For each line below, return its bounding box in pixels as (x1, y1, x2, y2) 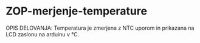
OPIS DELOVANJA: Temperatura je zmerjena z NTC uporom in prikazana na (5, 24, 195, 31)
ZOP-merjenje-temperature (5, 4, 147, 18)
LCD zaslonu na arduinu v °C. (5, 30, 80, 38)
